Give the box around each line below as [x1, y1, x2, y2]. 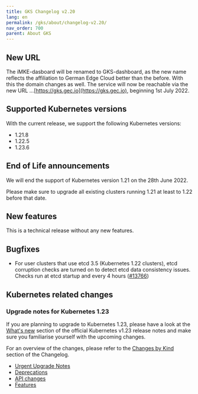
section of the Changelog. [6, 351, 70, 358]
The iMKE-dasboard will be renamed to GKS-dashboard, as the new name [6, 68, 187, 75]
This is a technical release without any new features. [6, 227, 134, 234]
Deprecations [14, 369, 48, 376]
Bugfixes [6, 244, 40, 254]
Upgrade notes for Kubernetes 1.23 [6, 307, 109, 315]
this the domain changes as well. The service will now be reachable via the [6, 80, 189, 87]
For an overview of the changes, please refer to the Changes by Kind [6, 344, 174, 351]
